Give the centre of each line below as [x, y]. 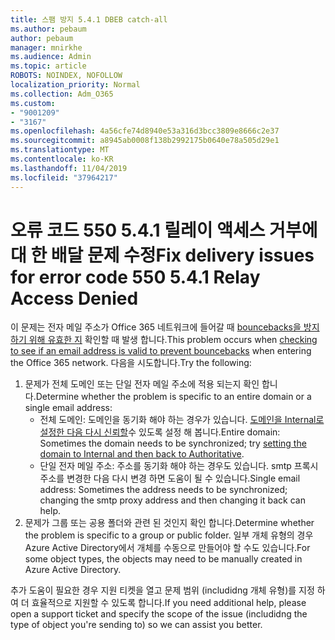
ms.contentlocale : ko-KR [62, 159]
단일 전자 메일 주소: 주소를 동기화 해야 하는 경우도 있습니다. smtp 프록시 [179, 466]
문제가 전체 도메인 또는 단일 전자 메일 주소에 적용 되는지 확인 [142, 384]
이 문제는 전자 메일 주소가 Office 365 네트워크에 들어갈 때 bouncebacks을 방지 [165, 327]
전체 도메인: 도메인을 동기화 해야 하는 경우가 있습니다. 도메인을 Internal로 [182, 420]
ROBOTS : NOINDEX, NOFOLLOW [66, 76]
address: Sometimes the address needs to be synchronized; [163, 490]
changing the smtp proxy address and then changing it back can [172, 500]
